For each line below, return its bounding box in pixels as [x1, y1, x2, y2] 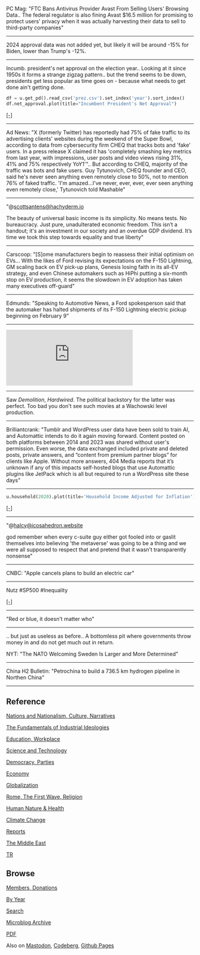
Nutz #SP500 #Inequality [6, 586, 68, 594]
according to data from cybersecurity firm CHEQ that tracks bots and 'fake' [6, 141, 191, 149]
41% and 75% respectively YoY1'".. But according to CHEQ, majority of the [6, 160, 188, 168]
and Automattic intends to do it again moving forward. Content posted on [6, 432, 186, 439]
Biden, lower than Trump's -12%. [6, 48, 86, 54]
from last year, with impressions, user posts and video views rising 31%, [6, 154, 183, 161]
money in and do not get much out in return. [6, 638, 114, 646]
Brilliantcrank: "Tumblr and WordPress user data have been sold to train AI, [6, 426, 190, 433]
